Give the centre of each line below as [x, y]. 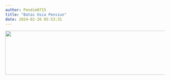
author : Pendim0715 [26, 10]
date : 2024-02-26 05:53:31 [34, 19]
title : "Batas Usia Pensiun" [36, 15]
